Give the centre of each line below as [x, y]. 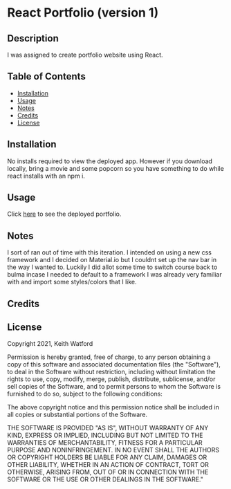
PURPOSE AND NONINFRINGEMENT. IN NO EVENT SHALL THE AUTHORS [113, 450]
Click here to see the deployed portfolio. [64, 214]
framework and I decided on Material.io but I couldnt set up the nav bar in [112, 260]
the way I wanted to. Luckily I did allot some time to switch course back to [112, 267]
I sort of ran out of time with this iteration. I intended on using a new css [110, 252]
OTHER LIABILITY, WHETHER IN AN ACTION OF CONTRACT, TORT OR [108, 465]
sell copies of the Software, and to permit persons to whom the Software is [114, 387]
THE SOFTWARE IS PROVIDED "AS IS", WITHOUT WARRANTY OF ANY [108, 428]
